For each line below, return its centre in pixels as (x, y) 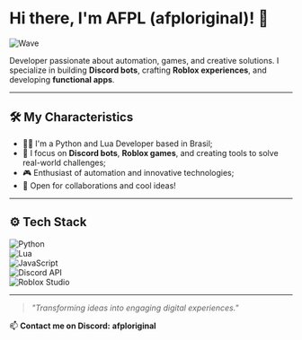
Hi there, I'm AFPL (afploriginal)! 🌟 (139, 18)
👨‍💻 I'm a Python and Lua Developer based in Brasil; (117, 144)
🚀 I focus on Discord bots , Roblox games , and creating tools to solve (150, 153)
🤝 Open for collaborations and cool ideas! (99, 185)
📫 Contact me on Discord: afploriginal (83, 326)
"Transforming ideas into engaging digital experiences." (135, 308)
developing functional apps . (62, 79)
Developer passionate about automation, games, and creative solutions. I (144, 60)
